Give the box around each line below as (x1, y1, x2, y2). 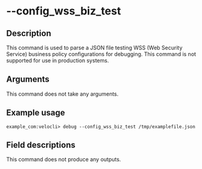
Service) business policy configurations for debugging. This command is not (6, 51, 197, 58)
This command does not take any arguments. (6, 90, 119, 97)
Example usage (6, 108, 65, 118)
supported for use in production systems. (6, 57, 109, 64)
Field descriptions (6, 140, 75, 150)
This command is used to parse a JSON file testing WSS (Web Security (6, 44, 183, 51)
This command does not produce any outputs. (6, 156, 121, 163)
